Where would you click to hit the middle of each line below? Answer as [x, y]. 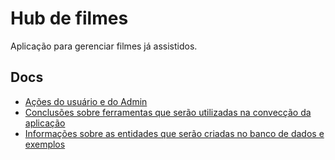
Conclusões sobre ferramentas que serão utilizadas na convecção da [168, 112]
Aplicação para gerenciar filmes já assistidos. [104, 46]
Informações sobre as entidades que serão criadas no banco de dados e [174, 133]
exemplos [45, 144]
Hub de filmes [69, 18]
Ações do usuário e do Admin [86, 101]
